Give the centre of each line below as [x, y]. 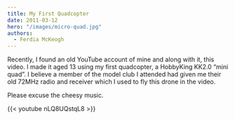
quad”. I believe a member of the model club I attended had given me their [114, 75]
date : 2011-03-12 [33, 20]
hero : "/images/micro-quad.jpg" [54, 27]
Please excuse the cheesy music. [55, 96]
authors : [20, 33]
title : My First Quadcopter [48, 14]
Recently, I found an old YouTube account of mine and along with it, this [111, 59]
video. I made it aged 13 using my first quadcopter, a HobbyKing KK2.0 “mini [118, 67]
